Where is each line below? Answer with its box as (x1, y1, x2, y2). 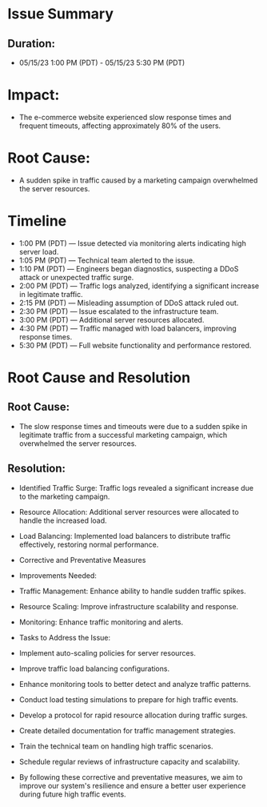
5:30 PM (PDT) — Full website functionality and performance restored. (18, 340, 252, 350)
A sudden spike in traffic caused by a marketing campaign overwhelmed (18, 175, 258, 185)
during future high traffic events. (18, 789, 126, 799)
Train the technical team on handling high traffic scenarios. (18, 741, 213, 751)
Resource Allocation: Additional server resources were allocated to (18, 507, 239, 516)
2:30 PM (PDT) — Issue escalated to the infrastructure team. (18, 306, 219, 316)
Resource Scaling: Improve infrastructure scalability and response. (18, 601, 239, 611)
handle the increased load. (18, 516, 107, 525)
